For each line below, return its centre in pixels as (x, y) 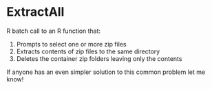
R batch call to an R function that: (54, 31)
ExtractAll (35, 12)
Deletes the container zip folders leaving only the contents (99, 58)
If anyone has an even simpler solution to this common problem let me (106, 72)
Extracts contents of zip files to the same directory (88, 51)
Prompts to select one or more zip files (71, 44)
